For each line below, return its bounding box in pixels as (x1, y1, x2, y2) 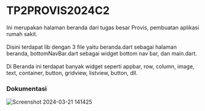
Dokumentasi (6, 84, 47, 93)
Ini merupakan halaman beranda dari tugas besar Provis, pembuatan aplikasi (6, 24, 199, 31)
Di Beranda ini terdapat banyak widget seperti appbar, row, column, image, (6, 62, 195, 70)
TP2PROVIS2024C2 (6, 4, 110, 18)
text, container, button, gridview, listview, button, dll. (6, 69, 138, 76)
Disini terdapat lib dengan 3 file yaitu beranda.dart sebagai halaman (6, 43, 177, 51)
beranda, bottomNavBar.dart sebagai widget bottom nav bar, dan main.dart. (6, 49, 198, 57)
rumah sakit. (6, 30, 38, 37)
